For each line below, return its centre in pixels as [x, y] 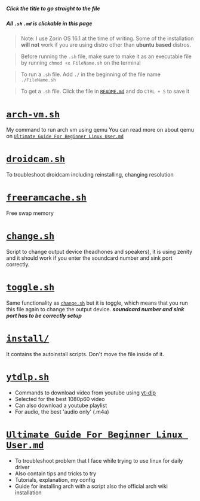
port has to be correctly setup [44, 316]
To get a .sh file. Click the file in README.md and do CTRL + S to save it [105, 91]
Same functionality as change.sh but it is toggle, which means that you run [97, 303]
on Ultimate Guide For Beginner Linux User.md [65, 136]
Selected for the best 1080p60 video [60, 399]
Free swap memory [30, 213]
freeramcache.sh [46, 198]
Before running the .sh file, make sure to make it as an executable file [106, 56]
